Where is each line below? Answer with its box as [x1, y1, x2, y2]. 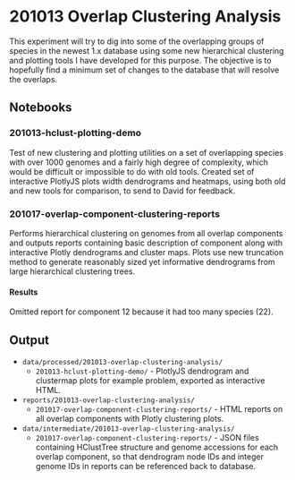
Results [9, 287, 38, 297]
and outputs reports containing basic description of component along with [9, 237, 283, 248]
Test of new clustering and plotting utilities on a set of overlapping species [9, 147, 284, 158]
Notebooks [9, 100, 72, 116]
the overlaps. [9, 73, 58, 84]
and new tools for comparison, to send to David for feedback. [9, 185, 236, 196]
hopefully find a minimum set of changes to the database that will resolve [9, 64, 280, 75]
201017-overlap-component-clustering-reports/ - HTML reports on [35, 403, 283, 414]
